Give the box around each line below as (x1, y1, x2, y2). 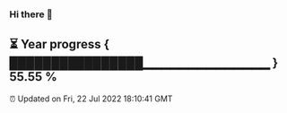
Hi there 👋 (9, 8, 54, 21)
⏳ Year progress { (9, 37, 110, 52)
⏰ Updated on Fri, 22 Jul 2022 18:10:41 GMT (9, 93, 173, 104)
